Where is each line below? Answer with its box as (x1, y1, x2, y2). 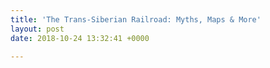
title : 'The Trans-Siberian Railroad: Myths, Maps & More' (10, 14, 262, 25)
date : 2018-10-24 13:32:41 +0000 (10, 33, 150, 43)
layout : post (10, 24, 65, 34)
